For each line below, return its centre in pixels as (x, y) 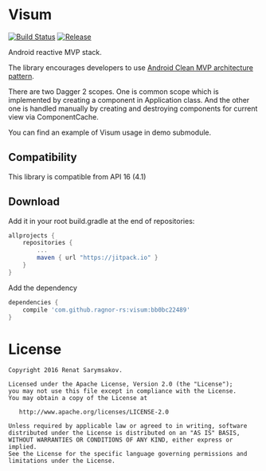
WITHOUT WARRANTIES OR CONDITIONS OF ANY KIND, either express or (121, 440)
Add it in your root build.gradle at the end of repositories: (102, 221)
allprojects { (32, 235)
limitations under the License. (62, 461)
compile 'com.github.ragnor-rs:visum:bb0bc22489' (107, 310)
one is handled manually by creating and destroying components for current (133, 108)
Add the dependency (43, 288)
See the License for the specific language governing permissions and (128, 454)
